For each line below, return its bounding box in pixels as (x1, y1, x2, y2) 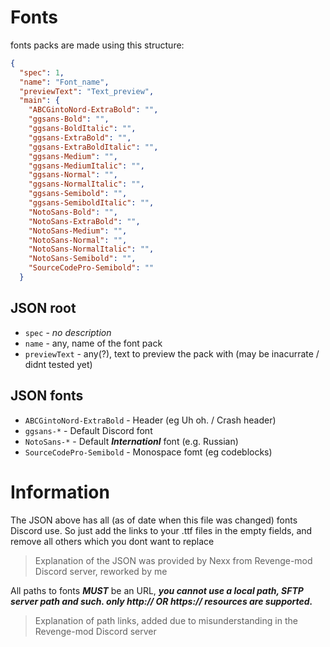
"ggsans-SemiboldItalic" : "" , (28, 198, 155, 208)
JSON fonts (10, 387, 84, 405)
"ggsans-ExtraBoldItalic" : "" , (28, 142, 159, 152)
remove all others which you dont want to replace (10, 535, 215, 547)
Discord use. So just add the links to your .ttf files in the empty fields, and (10, 524, 313, 536)
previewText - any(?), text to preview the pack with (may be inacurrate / (24, 347, 320, 360)
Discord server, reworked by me (34, 565, 168, 577)
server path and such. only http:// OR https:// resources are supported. (10, 595, 313, 607)
